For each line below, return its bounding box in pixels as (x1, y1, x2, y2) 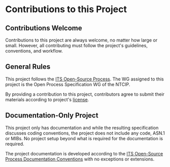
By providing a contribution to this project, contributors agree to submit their (5, 91, 165, 97)
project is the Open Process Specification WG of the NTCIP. (5, 81, 130, 87)
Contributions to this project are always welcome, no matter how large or (5, 37, 158, 43)
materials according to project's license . (5, 96, 89, 102)
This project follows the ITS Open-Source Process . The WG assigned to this (5, 76, 164, 82)
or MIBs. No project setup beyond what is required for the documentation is (5, 135, 163, 141)
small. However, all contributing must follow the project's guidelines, (5, 43, 148, 49)
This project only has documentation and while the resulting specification (5, 124, 159, 131)
